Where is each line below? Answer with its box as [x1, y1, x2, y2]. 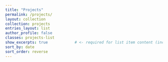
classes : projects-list [5, 35, 55, 40]
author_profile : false [5, 30, 52, 35]
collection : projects [5, 21, 50, 26]
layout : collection [5, 16, 46, 21]
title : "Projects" [5, 7, 43, 12]
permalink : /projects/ [5, 12, 52, 17]
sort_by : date [5, 44, 35, 49]
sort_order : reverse [5, 49, 48, 54]
